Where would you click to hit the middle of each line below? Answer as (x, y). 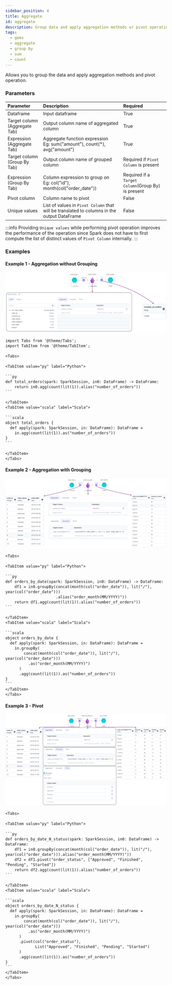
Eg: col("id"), (57, 183)
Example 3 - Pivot (24, 706)
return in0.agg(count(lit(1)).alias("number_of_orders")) (78, 387)
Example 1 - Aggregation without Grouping (51, 264)
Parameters (20, 93)
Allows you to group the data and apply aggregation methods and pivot (80, 75)
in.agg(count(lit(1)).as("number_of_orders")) (65, 433)
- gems (17, 38)
